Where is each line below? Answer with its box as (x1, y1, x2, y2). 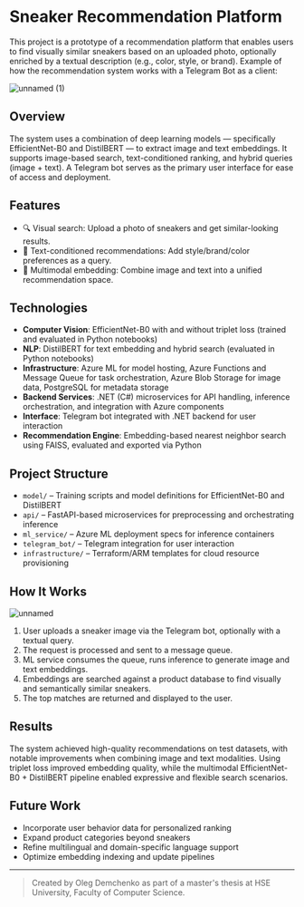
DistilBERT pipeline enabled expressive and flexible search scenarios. (29, 772, 289, 783)
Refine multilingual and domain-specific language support (22, 841, 239, 853)
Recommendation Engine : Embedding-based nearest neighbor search (22, 430, 287, 441)
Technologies (9, 300, 89, 315)
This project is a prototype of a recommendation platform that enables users (9, 36, 294, 47)
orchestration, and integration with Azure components (22, 401, 224, 412)
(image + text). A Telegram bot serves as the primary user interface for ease (9, 161, 294, 173)
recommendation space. (22, 274, 114, 285)
